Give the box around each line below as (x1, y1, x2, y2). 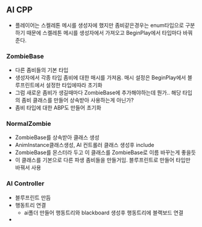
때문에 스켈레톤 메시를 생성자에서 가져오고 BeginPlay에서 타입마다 (26, 29, 182, 36)
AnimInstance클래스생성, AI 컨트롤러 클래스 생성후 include (14, 141, 155, 149)
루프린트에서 (14, 81, 45, 89)
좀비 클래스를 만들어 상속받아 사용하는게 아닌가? (21, 96, 134, 104)
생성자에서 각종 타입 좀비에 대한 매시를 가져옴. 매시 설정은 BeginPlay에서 (14, 74, 186, 81)
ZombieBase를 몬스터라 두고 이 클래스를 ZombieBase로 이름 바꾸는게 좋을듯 (14, 149, 196, 156)
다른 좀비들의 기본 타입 (14, 66, 69, 74)
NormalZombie (6, 120, 51, 128)
